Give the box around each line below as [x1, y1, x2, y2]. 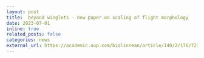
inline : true [6, 25, 39, 32]
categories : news [6, 37, 50, 43]
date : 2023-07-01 [6, 20, 50, 26]
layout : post [6, 8, 39, 15]
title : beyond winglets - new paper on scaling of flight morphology [6, 14, 189, 21]
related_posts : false [6, 31, 61, 37]
